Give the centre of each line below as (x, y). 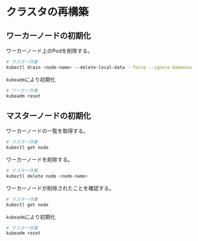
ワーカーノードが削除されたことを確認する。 (60, 188)
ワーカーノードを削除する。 (40, 160)
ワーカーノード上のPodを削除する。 (49, 51)
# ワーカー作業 (22, 91)
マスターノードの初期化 (49, 116)
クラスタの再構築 (47, 12)
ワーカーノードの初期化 (49, 36)
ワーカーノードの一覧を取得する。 (47, 131)
